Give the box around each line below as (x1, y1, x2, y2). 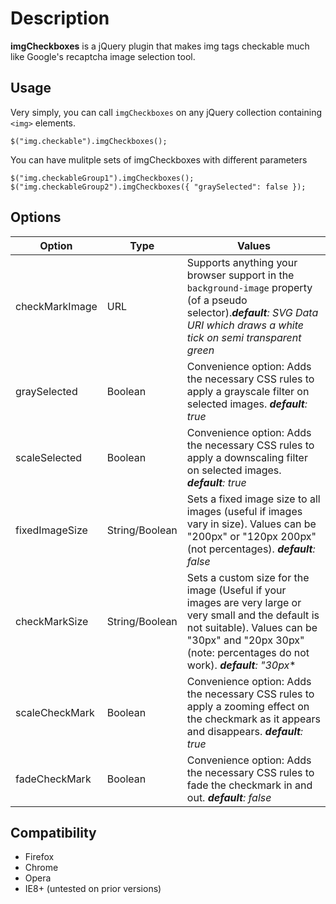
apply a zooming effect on (186, 699, 310, 713)
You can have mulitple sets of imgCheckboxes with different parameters (10, 153, 308, 166)
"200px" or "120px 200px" (186, 529, 317, 543)
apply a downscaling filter (186, 450, 308, 464)
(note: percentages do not (186, 645, 310, 659)
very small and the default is (186, 608, 320, 622)
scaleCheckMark (15, 705, 95, 719)
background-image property (186, 280, 313, 294)
